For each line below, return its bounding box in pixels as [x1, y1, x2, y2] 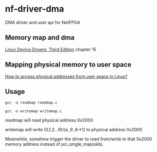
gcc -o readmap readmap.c [5, 101, 57, 105]
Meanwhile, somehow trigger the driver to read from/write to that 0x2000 [5, 136, 152, 142]
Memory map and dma [5, 34, 75, 42]
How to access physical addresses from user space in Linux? [5, 73, 128, 79]
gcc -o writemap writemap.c [5, 109, 62, 114]
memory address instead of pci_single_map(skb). [5, 141, 104, 147]
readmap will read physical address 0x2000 [5, 118, 93, 123]
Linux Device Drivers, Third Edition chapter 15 [5, 46, 96, 52]
